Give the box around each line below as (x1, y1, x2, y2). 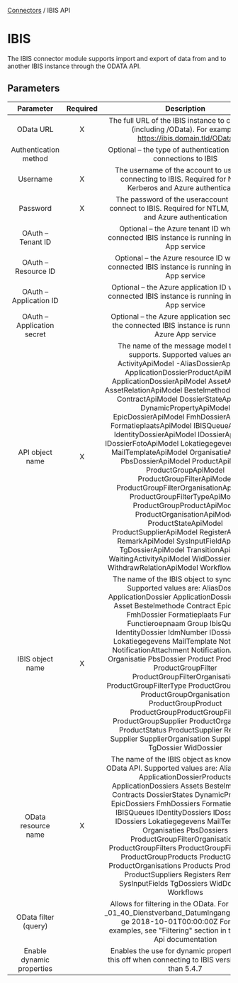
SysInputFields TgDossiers (119, 878, 208, 888)
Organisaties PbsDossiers (142, 825, 229, 835)
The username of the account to (114, 165, 222, 175)
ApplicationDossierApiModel (111, 376, 207, 386)
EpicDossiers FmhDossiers (110, 798, 200, 808)
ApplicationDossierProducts (138, 771, 232, 781)
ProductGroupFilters (108, 842, 177, 852)
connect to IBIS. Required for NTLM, (109, 203, 229, 213)
